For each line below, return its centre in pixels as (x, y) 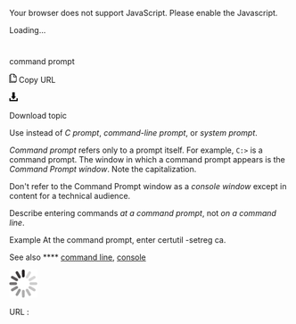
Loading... (28, 30)
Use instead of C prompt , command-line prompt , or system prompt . (134, 133)
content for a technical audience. (70, 196)
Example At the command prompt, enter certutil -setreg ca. (118, 240)
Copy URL (37, 80)
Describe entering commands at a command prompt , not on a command (143, 213)
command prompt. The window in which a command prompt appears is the (147, 160)
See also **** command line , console (78, 257)
